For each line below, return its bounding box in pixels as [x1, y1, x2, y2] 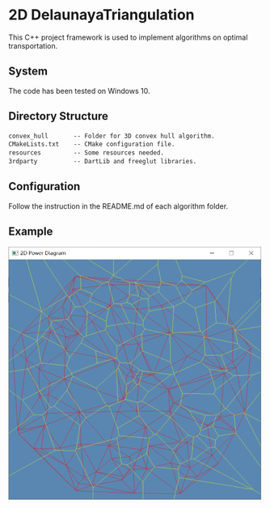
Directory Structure [8, 109, 109, 123]
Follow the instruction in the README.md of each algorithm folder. [8, 201, 229, 211]
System [8, 65, 49, 78]
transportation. [8, 40, 58, 50]
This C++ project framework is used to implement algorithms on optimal [8, 32, 248, 42]
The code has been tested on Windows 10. [8, 86, 150, 95]
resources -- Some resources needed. [8, 149, 164, 157]
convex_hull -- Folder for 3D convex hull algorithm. [8, 132, 216, 140]
